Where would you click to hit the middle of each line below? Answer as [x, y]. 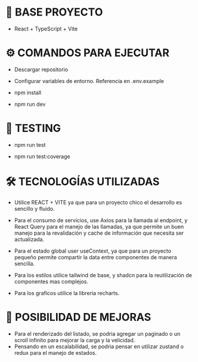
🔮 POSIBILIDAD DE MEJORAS [78, 317]
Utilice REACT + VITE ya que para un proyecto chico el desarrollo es [98, 202]
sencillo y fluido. [34, 208]
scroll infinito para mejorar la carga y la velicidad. [75, 340]
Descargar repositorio [41, 69]
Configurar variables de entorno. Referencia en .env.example [89, 81]
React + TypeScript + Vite [46, 29]
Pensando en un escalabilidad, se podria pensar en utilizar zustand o [99, 346]
